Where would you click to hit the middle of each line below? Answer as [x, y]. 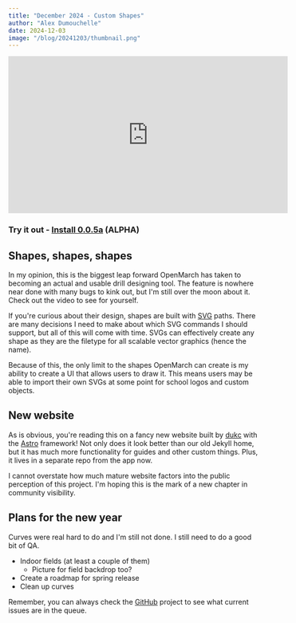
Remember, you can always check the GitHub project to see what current [128, 601]
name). [20, 349]
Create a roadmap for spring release [79, 578]
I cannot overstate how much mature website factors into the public [119, 475]
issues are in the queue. [47, 610]
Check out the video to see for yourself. [73, 300]
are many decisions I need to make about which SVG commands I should [128, 324]
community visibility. [42, 492]
